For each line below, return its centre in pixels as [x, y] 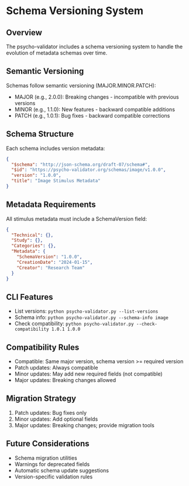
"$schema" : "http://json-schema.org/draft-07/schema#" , [81, 165]
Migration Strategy [41, 399]
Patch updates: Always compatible [56, 368]
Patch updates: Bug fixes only [50, 413]
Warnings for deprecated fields [52, 464]
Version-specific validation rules [54, 477]
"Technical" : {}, [32, 235]
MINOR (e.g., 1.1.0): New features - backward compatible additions [95, 109]
